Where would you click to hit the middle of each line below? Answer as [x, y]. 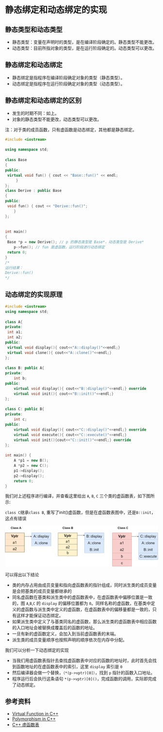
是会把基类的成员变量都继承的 [42, 591]
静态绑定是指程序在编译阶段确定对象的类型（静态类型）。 [68, 77]
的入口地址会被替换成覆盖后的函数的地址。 [55, 627]
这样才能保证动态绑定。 [40, 615]
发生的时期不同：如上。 [35, 113]
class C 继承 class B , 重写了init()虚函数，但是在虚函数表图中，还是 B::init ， [81, 512]
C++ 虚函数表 [26, 724]
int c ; [20, 420]
